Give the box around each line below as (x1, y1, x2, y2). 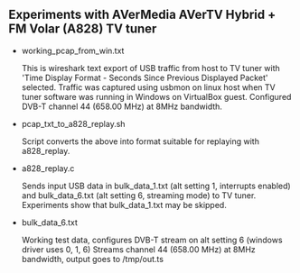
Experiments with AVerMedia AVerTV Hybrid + (8, 7, 277, 23)
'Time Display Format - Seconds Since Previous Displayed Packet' (21, 72, 268, 83)
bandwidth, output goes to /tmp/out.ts (21, 253, 164, 264)
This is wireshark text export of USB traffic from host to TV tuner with (21, 62, 281, 73)
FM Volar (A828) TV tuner (8, 22, 157, 37)
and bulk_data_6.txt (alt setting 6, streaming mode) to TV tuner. (21, 189, 257, 201)
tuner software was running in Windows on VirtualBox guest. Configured (21, 91, 292, 102)
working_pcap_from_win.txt (21, 45, 125, 56)
